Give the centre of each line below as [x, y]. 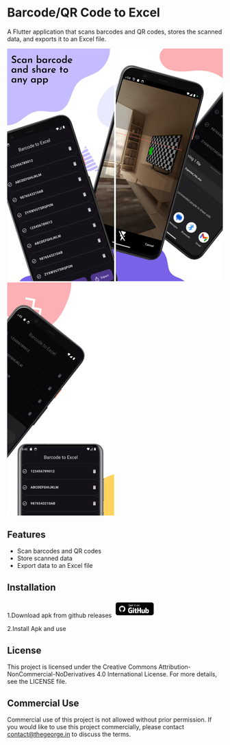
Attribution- [175, 667]
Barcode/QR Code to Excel [84, 13]
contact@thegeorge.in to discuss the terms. [69, 734]
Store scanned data [45, 558]
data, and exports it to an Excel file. [57, 38]
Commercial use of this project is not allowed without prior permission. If [110, 720]
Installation [31, 587]
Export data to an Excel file [55, 566]
